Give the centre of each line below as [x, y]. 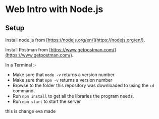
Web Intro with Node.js [54, 9]
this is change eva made [31, 111]
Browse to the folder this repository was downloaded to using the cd [84, 85]
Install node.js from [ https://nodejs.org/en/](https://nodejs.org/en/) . [75, 40]
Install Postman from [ [28, 50]
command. [24, 91]
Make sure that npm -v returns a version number [62, 80]
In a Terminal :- [21, 65]
